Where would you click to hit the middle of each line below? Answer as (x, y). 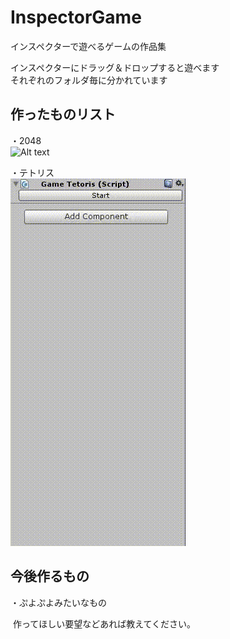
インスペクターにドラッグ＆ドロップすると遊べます (115, 67)
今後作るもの (50, 576)
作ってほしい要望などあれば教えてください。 (104, 623)
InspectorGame (76, 17)
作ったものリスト (63, 114)
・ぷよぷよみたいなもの (58, 602)
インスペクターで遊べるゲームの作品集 (88, 46)
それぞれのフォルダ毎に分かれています (89, 80)
